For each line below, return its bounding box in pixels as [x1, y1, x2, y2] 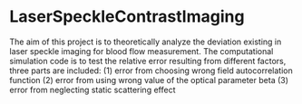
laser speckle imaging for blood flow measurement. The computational [9, 45, 274, 56]
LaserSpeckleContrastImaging [9, 6, 245, 27]
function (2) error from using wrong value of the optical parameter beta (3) [9, 74, 288, 85]
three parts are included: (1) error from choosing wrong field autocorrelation [9, 65, 293, 76]
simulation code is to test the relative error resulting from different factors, [9, 55, 287, 66]
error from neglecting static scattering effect [9, 84, 176, 95]
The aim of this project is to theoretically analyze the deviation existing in [9, 36, 282, 47]
